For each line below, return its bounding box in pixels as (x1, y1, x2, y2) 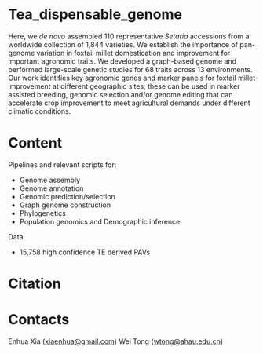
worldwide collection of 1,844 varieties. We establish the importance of (8, 39, 238, 49)
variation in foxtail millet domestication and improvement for (36, 48, 231, 57)
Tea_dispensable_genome (8, 5, 183, 24)
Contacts (8, 311, 70, 329)
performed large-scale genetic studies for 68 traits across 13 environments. (8, 64, 253, 74)
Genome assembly (19, 175, 81, 184)
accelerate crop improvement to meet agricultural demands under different (8, 98, 250, 108)
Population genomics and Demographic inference (19, 217, 181, 226)
